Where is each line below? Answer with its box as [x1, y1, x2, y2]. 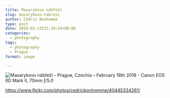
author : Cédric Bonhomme [5, 17, 58, 22]
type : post [5, 21, 28, 27]
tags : [5, 40, 17, 45]
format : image [5, 54, 36, 59]
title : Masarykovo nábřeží [5, 7, 62, 13]
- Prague [10, 49, 28, 54]
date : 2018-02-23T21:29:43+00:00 [5, 26, 76, 31]
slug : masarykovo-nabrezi [5, 12, 60, 17]
